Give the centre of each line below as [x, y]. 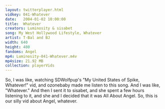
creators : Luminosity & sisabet [39, 28]
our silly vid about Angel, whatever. [41, 101]
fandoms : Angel [21, 51]
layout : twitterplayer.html [34, 10]
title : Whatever [23, 24]
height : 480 [17, 47]
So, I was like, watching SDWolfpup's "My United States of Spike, [72, 80]
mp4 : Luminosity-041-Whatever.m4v [41, 56]
